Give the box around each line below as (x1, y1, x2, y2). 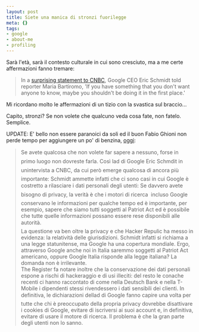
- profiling (6, 42, 36, 48)
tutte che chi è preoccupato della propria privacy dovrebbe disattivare (20, 300, 193, 307)
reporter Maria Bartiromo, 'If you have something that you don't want (20, 83, 190, 90)
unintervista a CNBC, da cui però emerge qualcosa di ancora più (20, 166, 179, 173)
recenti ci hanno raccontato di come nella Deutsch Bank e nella (20, 278, 176, 285)
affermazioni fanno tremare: (6, 65, 74, 72)
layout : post (6, 8, 39, 15)
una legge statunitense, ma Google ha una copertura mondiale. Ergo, (20, 240, 190, 247)
